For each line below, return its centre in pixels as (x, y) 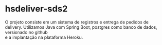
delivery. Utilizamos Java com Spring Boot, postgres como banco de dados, (81, 27)
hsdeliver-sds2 (36, 9)
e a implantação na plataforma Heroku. (44, 37)
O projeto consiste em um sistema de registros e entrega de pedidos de (77, 22)
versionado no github (26, 32)
